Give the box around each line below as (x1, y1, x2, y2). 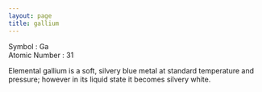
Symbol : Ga (8, 41, 49, 51)
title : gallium (8, 19, 60, 27)
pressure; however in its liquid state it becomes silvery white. (8, 74, 211, 84)
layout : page (8, 11, 52, 20)
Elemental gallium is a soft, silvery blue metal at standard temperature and (8, 65, 255, 75)
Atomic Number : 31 (8, 50, 74, 60)
